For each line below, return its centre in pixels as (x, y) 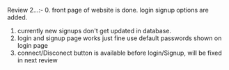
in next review (37, 60)
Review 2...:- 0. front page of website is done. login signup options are (108, 10)
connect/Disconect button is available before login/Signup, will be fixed (120, 53)
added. (17, 17)
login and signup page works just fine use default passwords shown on (119, 38)
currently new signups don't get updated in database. (94, 31)
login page (33, 45)
